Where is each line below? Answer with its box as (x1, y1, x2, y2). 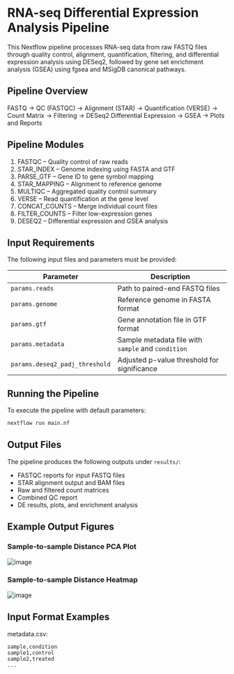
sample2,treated (7, 655, 54, 662)
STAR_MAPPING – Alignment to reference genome (17, 179, 162, 188)
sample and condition (117, 344, 187, 354)
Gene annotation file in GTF (117, 315, 207, 325)
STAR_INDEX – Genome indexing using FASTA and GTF (17, 165, 175, 173)
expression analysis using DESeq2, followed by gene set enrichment (7, 57, 204, 66)
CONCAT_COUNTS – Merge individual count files (17, 202, 158, 210)
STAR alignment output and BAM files (17, 478, 125, 486)
